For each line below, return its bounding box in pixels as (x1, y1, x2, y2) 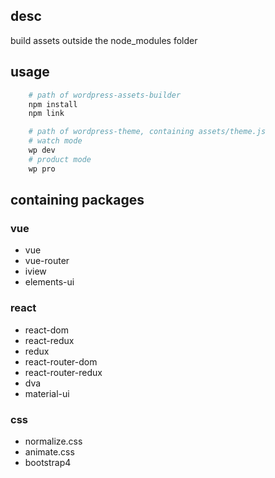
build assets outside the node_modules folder (10, 34, 198, 46)
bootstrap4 (24, 456, 72, 468)
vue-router (24, 255, 70, 267)
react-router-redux (24, 366, 103, 378)
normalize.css (24, 435, 83, 447)
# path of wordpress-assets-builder (28, 90, 182, 100)
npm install (28, 99, 78, 109)
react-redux (24, 334, 75, 346)
